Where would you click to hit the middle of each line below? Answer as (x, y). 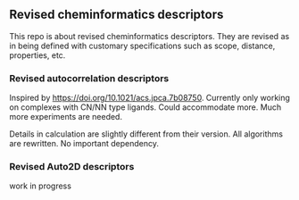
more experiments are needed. (66, 117)
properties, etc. (37, 55)
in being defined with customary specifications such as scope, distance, (142, 46)
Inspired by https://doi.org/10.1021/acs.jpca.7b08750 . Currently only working (149, 98)
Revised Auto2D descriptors (72, 167)
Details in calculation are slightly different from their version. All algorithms (146, 134)
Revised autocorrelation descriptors (89, 78)
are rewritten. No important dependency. (84, 144)
